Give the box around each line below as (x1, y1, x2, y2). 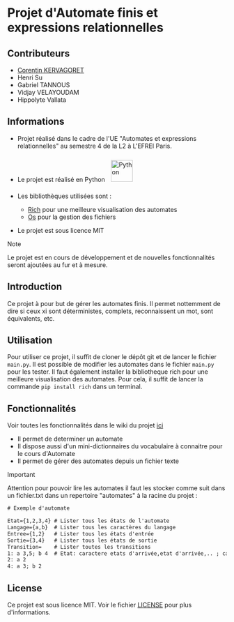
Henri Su (17, 73, 43, 82)
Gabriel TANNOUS (17, 81, 70, 89)
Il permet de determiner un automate (17, 434, 123, 443)
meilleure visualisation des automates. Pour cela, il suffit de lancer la (7, 375, 203, 384)
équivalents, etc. (7, 314, 55, 322)
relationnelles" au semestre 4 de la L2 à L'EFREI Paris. (17, 142, 172, 150)
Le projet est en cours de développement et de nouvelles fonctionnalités (7, 253, 215, 261)
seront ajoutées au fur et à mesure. (7, 260, 108, 269)
